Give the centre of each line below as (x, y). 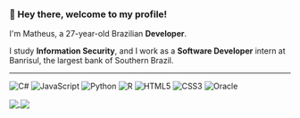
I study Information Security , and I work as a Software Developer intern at (147, 51)
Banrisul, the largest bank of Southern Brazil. (92, 61)
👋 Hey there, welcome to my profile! (88, 14)
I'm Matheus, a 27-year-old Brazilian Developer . (98, 34)
